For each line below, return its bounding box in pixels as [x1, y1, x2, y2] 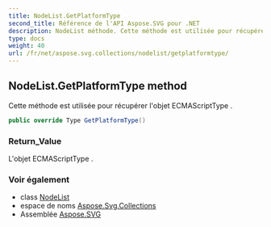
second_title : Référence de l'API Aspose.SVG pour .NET [8, 19, 200, 27]
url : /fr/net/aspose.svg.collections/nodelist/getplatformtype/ [8, 49, 229, 57]
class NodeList [19, 192, 70, 202]
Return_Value [8, 135, 62, 146]
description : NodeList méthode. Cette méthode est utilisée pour [8, 27, 232, 35]
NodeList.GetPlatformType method [8, 79, 188, 93]
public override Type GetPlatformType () [8, 116, 147, 124]
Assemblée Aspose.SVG [19, 209, 102, 219]
